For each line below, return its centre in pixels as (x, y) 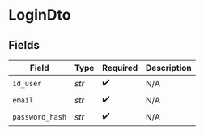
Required (120, 68)
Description (168, 68)
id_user (27, 83)
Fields (24, 45)
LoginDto (40, 15)
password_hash (40, 117)
